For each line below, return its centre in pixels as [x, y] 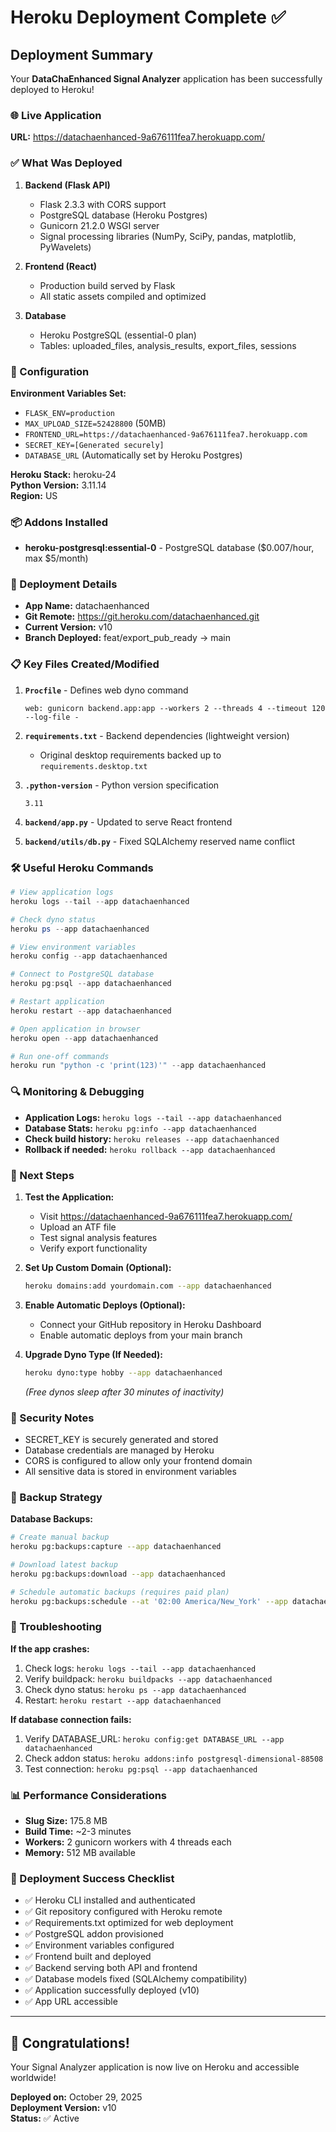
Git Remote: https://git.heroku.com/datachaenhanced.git [142, 617]
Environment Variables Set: [68, 393]
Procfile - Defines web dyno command [106, 690]
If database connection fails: [71, 1719]
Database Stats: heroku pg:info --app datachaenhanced [140, 1128]
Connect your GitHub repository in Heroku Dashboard [150, 1324]
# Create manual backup [60, 1537]
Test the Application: [69, 1197]
